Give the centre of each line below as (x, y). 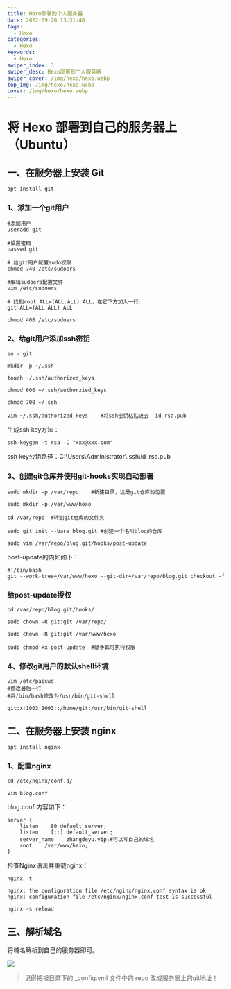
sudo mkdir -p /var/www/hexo (49, 505)
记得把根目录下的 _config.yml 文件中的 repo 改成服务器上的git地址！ (121, 978)
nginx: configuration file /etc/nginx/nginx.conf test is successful (110, 897)
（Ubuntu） (41, 145)
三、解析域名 (35, 932)
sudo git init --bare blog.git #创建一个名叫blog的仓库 (85, 532)
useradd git (24, 230)
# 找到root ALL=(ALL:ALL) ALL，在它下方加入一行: (75, 302)
